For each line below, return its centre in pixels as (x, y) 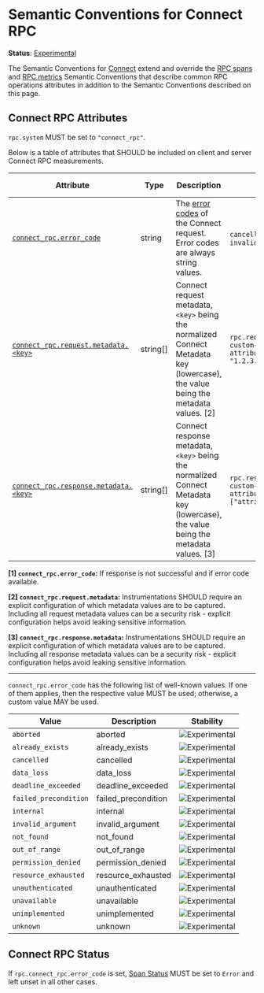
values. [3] (196, 554)
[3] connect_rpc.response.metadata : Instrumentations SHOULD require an (127, 637)
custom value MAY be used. (53, 702)
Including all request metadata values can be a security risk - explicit (119, 613)
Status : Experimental (42, 53)
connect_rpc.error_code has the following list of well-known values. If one (128, 685)
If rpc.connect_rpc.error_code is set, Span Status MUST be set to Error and (131, 973)
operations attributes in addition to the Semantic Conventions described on (130, 85)
